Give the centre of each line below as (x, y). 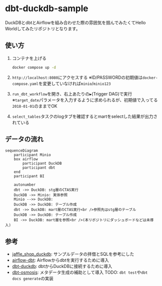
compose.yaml (25, 84)
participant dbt (39, 168)
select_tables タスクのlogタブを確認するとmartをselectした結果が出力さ (85, 116)
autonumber (25, 185)
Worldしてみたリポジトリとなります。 (43, 29)
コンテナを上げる (29, 58)
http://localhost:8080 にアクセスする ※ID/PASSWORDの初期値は (77, 77)
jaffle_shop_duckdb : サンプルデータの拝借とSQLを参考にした (73, 254)
